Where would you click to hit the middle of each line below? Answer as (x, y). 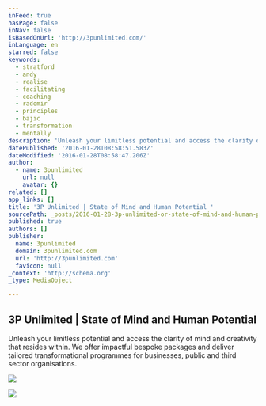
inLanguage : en (33, 45)
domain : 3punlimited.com (56, 251)
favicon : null (38, 266)
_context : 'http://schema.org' (60, 273)
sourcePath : (28, 214)
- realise (31, 82)
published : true (35, 222)
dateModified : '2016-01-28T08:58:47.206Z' (79, 155)
